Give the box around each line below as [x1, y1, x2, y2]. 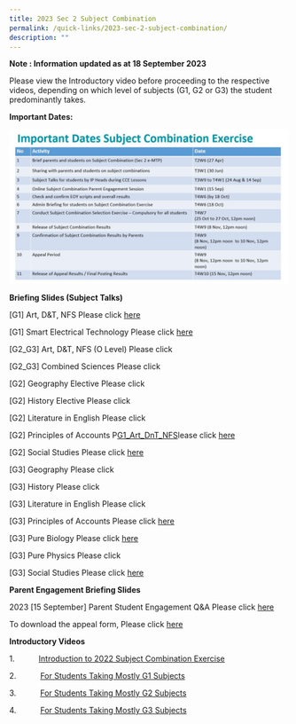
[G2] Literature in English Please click [9, 413, 146, 423]
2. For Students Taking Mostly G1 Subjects [9, 670, 186, 681]
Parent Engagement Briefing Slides [9, 584, 141, 594]
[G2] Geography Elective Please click [9, 378, 145, 389]
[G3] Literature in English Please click [9, 498, 146, 509]
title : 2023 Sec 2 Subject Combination [9, 14, 157, 23]
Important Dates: [9, 112, 74, 122]
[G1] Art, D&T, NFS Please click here [9, 309, 141, 319]
